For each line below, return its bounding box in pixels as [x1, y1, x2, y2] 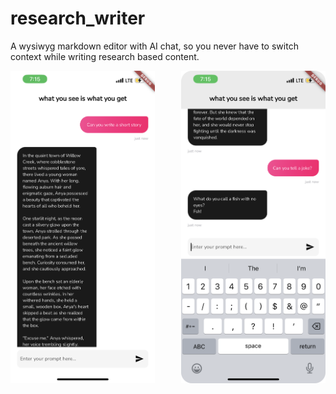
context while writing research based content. [10, 50, 200, 62]
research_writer [10, 7, 146, 30]
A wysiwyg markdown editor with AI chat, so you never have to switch [10, 40, 299, 52]
